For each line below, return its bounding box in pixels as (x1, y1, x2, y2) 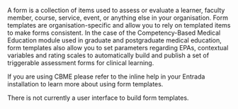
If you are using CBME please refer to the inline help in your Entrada (7, 72, 205, 81)
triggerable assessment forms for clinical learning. (7, 59, 154, 67)
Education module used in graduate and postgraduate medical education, (7, 36, 222, 45)
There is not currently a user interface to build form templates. (7, 93, 189, 102)
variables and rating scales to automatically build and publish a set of (7, 51, 210, 59)
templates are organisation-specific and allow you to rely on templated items (7, 21, 231, 29)
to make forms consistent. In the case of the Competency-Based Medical (7, 28, 221, 37)
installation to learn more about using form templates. (7, 80, 164, 88)
